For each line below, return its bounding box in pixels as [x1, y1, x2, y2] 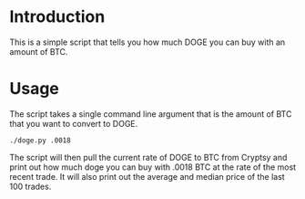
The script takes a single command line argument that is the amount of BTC [9, 108, 292, 120]
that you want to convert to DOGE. [9, 118, 138, 129]
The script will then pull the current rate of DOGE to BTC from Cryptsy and [9, 152, 288, 162]
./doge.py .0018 [9, 135, 71, 145]
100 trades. [9, 181, 52, 192]
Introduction [9, 6, 106, 27]
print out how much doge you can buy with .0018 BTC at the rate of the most [9, 162, 297, 173]
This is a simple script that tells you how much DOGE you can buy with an [9, 37, 286, 47]
